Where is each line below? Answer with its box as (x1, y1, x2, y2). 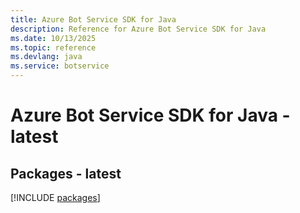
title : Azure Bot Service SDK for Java (10, 14, 177, 25)
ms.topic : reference (10, 42, 97, 53)
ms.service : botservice (10, 61, 110, 71)
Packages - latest (10, 165, 122, 182)
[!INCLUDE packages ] (10, 192, 101, 203)
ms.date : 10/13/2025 (10, 33, 97, 43)
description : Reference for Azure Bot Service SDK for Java (10, 24, 267, 34)
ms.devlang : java (10, 52, 83, 62)
